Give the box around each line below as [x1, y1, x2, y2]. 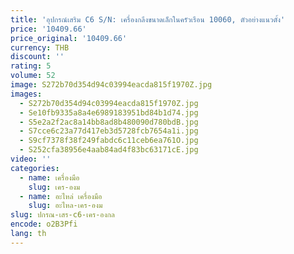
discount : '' [10, 52, 65, 62]
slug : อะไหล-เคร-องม [28, 201, 103, 211]
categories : [10, 163, 60, 173]
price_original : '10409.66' [10, 33, 128, 43]
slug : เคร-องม [28, 182, 81, 192]
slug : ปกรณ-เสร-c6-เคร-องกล [10, 210, 115, 220]
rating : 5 [10, 61, 52, 71]
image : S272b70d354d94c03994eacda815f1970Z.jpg [10, 80, 213, 90]
